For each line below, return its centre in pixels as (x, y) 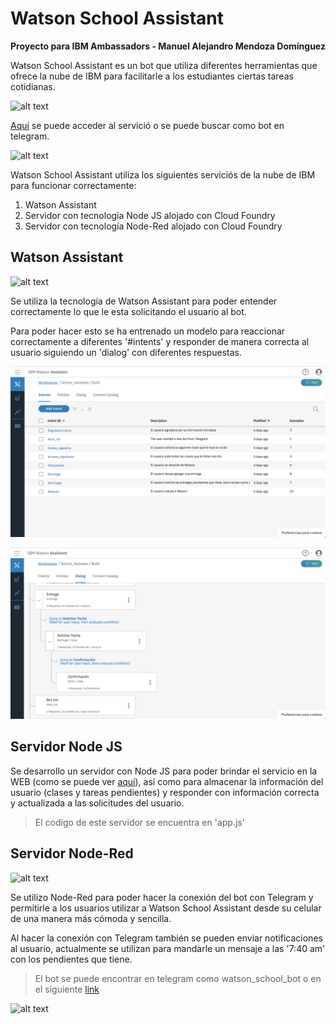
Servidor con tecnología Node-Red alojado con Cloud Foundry (153, 226)
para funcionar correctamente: (73, 185)
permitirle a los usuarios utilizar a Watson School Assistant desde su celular (166, 908)
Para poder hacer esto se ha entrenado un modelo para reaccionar (148, 331)
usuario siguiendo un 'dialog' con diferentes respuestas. (126, 352)
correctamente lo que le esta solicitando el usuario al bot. (128, 311)
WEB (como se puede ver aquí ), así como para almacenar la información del (167, 781)
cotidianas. (33, 86)
